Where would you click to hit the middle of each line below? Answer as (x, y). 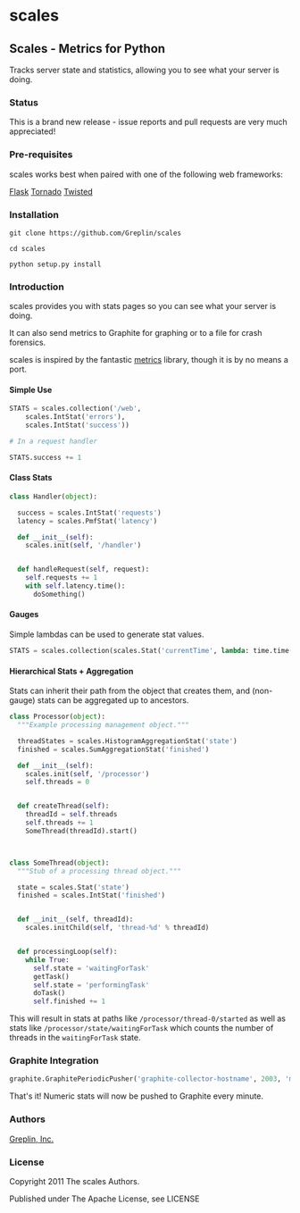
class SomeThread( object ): (59, 863)
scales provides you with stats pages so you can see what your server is (143, 306)
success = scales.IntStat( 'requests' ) (90, 513)
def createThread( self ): (63, 806)
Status (24, 102)
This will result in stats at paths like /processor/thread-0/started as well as (148, 1018)
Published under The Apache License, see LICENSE (104, 1199)
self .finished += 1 (69, 1001)
